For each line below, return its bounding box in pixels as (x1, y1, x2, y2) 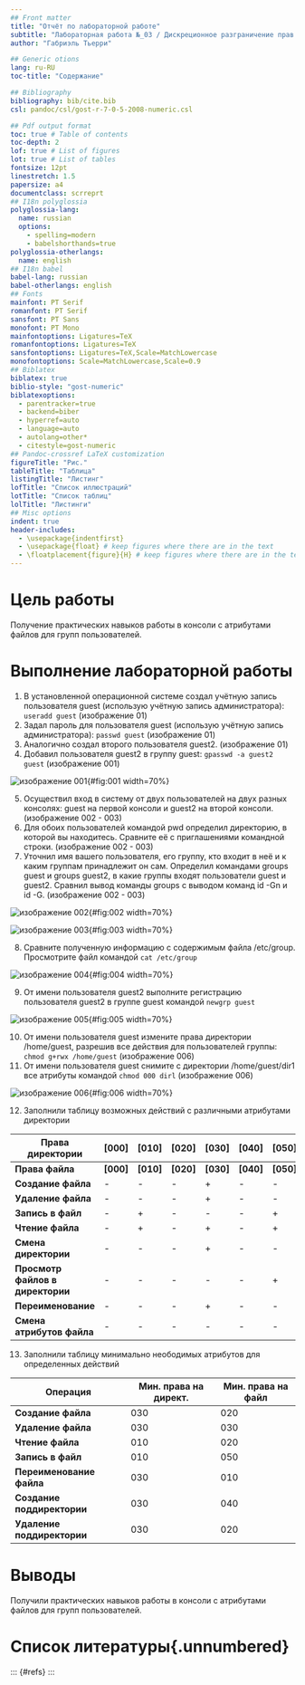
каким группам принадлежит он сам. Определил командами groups (23, 860, 289, 871)
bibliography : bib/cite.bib (10, 96, 117, 105)
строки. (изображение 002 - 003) (23, 841, 154, 852)
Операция (44, 1385, 91, 1398)
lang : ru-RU (10, 63, 55, 72)
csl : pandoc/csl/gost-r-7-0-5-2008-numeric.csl (10, 105, 194, 114)
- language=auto (18, 425, 80, 434)
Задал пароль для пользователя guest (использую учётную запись (23, 719, 284, 730)
